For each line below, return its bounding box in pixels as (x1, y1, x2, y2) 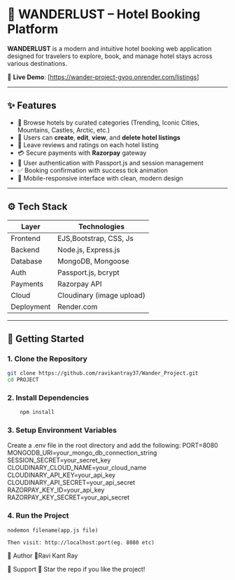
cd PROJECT (7, 376, 39, 384)
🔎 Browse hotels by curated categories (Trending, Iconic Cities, (17, 118, 200, 127)
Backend (10, 244, 40, 254)
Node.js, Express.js (57, 244, 120, 254)
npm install (20, 409, 55, 416)
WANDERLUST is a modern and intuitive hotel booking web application (7, 44, 212, 53)
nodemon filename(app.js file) (7, 527, 99, 534)
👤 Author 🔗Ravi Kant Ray (7, 551, 78, 560)
